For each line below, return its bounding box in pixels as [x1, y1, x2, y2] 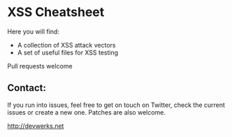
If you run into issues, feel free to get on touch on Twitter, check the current [7, 101, 226, 109]
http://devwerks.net [7, 122, 64, 130]
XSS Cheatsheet [7, 4, 105, 20]
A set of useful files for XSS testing [17, 48, 119, 57]
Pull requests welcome [7, 62, 73, 70]
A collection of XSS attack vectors [17, 41, 116, 49]
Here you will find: [7, 27, 59, 36]
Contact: [7, 82, 47, 94]
